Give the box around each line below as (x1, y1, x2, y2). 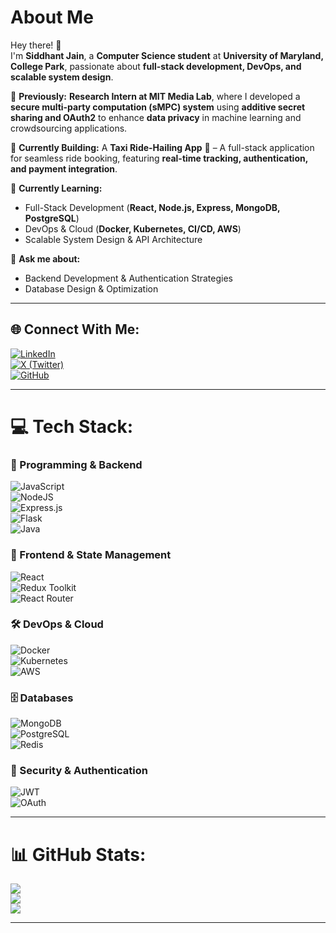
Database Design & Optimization (24, 282, 159, 295)
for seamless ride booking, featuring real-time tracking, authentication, (10, 152, 308, 164)
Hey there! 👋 (10, 39, 62, 51)
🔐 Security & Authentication (10, 764, 148, 778)
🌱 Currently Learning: (10, 182, 103, 194)
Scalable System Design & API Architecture (24, 233, 203, 245)
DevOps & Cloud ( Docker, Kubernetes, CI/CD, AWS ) (24, 222, 242, 235)
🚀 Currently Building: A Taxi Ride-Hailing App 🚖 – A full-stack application (10, 141, 315, 153)
